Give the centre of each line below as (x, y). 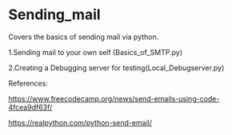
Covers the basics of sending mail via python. (84, 37)
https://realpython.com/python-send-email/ (80, 122)
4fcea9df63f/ (30, 107)
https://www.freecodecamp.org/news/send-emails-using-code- (114, 98)
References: (28, 83)
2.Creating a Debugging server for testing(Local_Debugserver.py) (116, 67)
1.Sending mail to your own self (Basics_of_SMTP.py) (95, 52)
